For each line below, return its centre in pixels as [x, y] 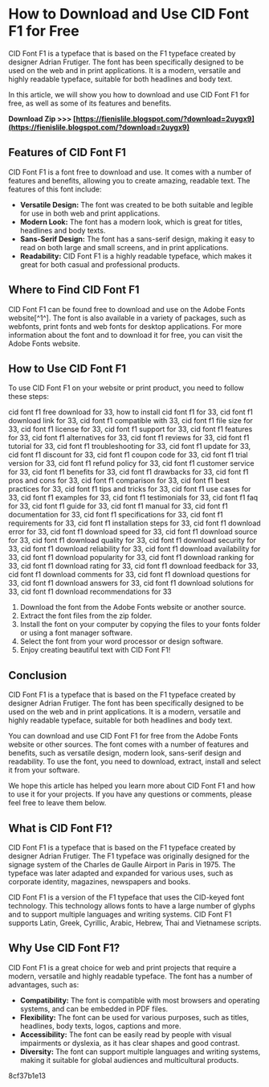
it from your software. [44, 770]
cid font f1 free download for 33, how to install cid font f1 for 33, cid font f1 [130, 412]
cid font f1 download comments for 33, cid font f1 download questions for [130, 574]
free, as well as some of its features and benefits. [90, 103]
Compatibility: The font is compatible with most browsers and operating [140, 1000]
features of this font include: [55, 189]
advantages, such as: [44, 984]
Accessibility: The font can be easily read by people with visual [126, 1034]
